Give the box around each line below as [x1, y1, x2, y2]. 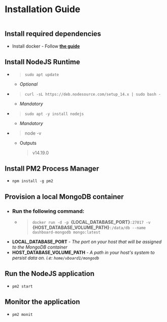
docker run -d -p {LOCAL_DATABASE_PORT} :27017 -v [32, 219, 151, 225]
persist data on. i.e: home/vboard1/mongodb [12, 255, 99, 261]
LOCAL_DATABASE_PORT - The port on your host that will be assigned [12, 239, 162, 245]
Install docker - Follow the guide [12, 43, 80, 49]
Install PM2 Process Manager [5, 164, 99, 173]
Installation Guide [5, 4, 80, 15]
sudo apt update [24, 72, 59, 77]
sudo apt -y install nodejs [24, 111, 84, 116]
